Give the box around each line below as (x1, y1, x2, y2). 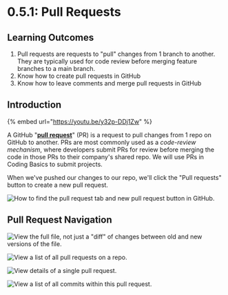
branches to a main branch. (17, 65, 96, 72)
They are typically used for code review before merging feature (17, 57, 198, 65)
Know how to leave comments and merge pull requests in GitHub (17, 79, 202, 87)
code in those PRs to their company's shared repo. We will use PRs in (7, 152, 205, 161)
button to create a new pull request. (7, 181, 109, 189)
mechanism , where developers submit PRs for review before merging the (7, 145, 215, 154)
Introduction (7, 99, 62, 111)
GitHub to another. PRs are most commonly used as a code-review (7, 138, 196, 146)
